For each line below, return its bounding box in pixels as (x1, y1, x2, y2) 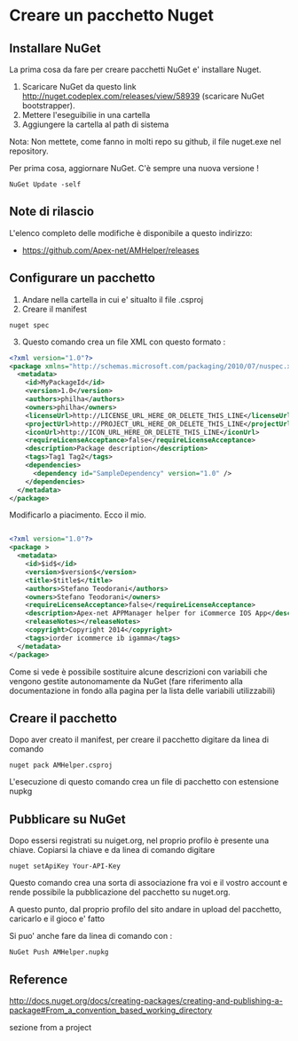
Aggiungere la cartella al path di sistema (21, 119, 169, 130)
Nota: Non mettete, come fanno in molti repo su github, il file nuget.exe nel (9, 137, 282, 146)
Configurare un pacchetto (9, 271, 155, 286)
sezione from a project (9, 1021, 91, 1032)
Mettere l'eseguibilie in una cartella (21, 110, 151, 120)
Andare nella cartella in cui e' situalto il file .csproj (21, 294, 204, 304)
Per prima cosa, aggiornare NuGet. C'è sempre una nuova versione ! (9, 163, 259, 173)
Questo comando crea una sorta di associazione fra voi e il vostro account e (9, 878, 288, 888)
